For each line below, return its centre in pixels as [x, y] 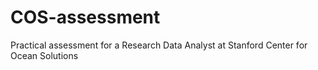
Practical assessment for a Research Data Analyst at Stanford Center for [159, 45]
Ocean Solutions [44, 55]
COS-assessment [85, 17]
